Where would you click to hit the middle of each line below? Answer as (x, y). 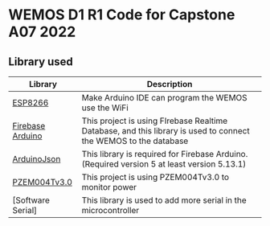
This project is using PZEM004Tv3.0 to (155, 177)
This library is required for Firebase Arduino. (165, 154)
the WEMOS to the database (135, 141)
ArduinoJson (37, 159)
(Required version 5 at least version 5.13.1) (164, 164)
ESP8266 (31, 103)
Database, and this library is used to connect (166, 131)
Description (170, 84)
